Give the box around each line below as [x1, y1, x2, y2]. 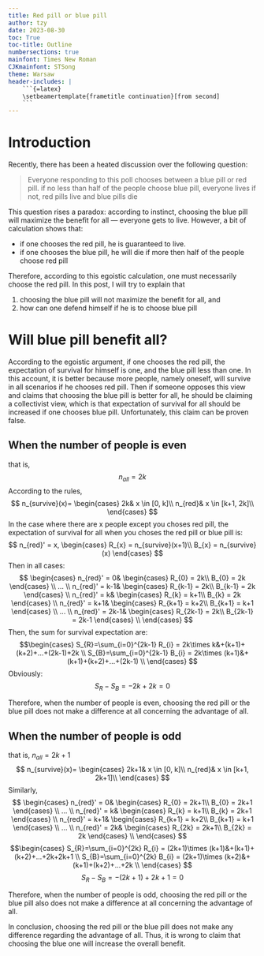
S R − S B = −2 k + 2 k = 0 [94, 680, 171, 692]
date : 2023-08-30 [8, 26, 65, 34]
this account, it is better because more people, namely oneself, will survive [8, 374, 251, 383]
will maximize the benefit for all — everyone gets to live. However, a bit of [8, 216, 247, 225]
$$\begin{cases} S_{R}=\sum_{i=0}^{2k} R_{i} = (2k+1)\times [10, 844, 207, 853]
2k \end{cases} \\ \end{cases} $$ [77, 831, 188, 841]
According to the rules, [8, 486, 83, 496]
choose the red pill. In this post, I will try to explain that [8, 279, 185, 289]
